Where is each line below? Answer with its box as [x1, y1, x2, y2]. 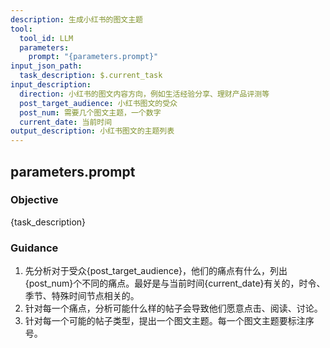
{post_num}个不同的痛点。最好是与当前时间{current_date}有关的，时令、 [24, 277, 326, 290]
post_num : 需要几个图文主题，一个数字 [19, 107, 162, 118]
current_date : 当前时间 [19, 117, 113, 127]
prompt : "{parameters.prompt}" [28, 52, 159, 62]
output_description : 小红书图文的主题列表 [10, 126, 175, 136]
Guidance [10, 241, 59, 255]
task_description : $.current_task [19, 71, 163, 81]
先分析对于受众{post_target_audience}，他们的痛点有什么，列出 [24, 265, 288, 277]
